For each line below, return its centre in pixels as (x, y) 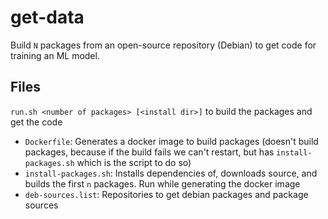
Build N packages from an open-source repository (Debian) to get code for (163, 45)
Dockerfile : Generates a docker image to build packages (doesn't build (171, 141)
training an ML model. (55, 55)
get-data (47, 17)
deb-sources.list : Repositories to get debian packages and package (166, 194)
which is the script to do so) (134, 162)
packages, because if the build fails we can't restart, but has (149, 152)
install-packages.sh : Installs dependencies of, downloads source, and (171, 173)
